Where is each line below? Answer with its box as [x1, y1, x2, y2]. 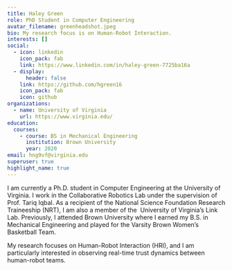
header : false [25, 74, 67, 82]
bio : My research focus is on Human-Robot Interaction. [7, 29, 172, 37]
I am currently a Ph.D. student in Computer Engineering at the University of [7, 183, 221, 192]
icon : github [19, 94, 57, 101]
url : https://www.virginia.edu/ [19, 113, 113, 120]
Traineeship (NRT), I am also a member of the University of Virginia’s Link [7, 206, 218, 214]
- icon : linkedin [13, 49, 64, 56]
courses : [13, 126, 39, 133]
